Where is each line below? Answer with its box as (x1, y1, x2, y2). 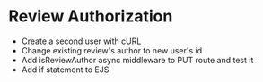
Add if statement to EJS (21, 64, 110, 75)
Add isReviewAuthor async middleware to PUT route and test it (21, 54, 254, 65)
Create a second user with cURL (21, 36, 142, 46)
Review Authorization (8, 6, 173, 27)
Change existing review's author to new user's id (21, 45, 203, 55)
